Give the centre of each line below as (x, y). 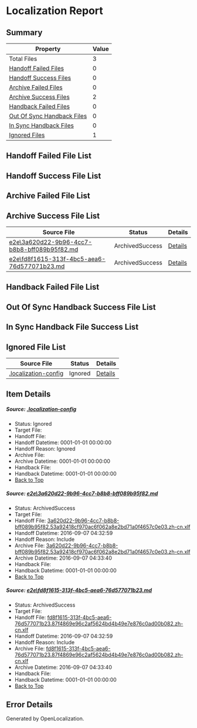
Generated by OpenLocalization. (45, 719)
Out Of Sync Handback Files (48, 116)
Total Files (23, 59)
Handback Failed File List (53, 287)
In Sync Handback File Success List (72, 327)
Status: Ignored (33, 424)
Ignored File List (36, 347)
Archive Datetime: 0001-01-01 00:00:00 (62, 461)
